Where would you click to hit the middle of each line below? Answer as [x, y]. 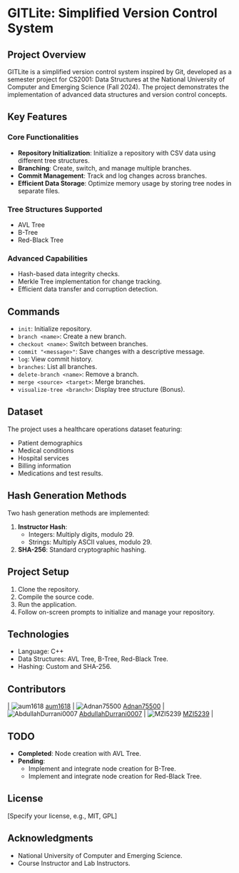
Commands [34, 312]
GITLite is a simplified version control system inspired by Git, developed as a [119, 72]
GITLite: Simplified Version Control [112, 13]
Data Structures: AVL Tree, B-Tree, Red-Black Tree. [93, 659]
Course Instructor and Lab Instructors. [74, 863]
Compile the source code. [56, 597]
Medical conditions [46, 450]
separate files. [39, 191]
